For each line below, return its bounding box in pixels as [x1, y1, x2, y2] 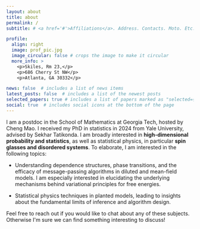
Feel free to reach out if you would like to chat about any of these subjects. [6, 209, 190, 217]
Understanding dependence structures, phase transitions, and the [14, 161, 177, 168]
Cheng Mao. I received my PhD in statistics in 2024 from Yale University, [6, 124, 185, 131]
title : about [6, 14, 39, 20]
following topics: [6, 150, 46, 157]
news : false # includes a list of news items [6, 86, 124, 92]
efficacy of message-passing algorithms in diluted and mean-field [14, 168, 177, 175]
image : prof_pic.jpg [11, 47, 62, 54]
